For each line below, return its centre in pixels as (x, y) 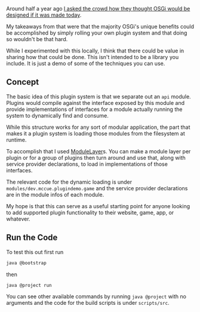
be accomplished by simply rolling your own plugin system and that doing (97, 33)
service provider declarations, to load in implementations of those (87, 164)
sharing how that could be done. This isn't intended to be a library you (93, 57)
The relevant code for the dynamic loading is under (69, 182)
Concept (23, 82)
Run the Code (32, 238)
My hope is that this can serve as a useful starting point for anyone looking (98, 206)
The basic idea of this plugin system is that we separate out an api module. (99, 96)
